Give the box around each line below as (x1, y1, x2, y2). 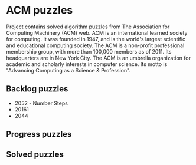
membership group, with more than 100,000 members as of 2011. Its (6, 48, 172, 55)
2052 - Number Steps (14, 100, 68, 107)
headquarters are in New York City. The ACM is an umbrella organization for (6, 54, 191, 61)
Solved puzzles (6, 149, 64, 159)
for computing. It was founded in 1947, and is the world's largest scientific (6, 35, 186, 42)
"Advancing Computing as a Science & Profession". (6, 67, 131, 74)
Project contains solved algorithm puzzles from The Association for (6, 23, 170, 30)
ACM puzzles (6, 4, 73, 17)
